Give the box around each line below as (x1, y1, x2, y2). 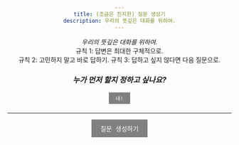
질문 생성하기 (100, 124, 139, 133)
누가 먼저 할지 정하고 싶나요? (72, 75, 167, 85)
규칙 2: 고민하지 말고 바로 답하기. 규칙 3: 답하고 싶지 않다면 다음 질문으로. (18, 55, 221, 64)
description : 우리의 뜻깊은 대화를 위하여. (63, 17, 176, 24)
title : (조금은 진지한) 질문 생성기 (73, 11, 166, 18)
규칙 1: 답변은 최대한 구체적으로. (75, 46, 164, 55)
